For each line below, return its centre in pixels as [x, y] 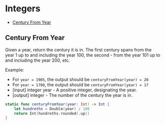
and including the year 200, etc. [38, 60]
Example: [15, 70]
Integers [23, 9]
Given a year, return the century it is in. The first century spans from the [79, 49]
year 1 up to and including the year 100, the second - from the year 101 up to [83, 55]
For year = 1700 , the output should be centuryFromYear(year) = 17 [80, 84]
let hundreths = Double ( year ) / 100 [52, 109]
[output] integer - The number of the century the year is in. [72, 95]
